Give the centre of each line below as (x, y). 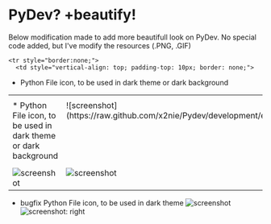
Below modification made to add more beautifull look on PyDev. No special (132, 37)
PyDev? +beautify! (73, 15)
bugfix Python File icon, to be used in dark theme (102, 202)
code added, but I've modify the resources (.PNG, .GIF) (100, 45)
